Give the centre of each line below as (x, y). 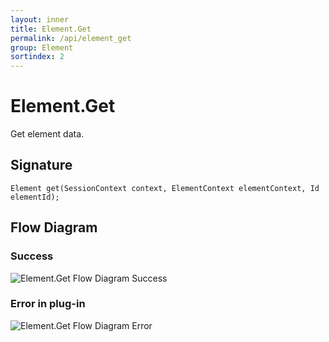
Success (32, 256)
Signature (41, 165)
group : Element (42, 47)
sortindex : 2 (37, 57)
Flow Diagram (54, 227)
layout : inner (40, 19)
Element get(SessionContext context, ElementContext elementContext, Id (165, 188)
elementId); (35, 197)
